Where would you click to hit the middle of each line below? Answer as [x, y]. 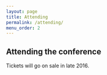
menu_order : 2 [23, 28]
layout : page [22, 11]
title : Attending [27, 17]
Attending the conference [54, 51]
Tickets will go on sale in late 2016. [48, 66]
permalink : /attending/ [35, 22]
